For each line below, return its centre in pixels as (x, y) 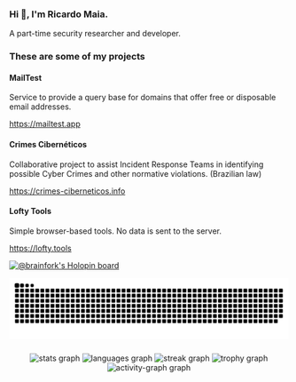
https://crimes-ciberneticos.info (67, 191)
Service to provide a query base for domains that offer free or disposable (143, 98)
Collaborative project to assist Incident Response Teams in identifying (136, 164)
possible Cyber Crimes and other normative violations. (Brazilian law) (136, 173)
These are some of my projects (77, 57)
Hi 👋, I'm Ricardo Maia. (59, 14)
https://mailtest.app (45, 124)
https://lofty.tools (41, 248)
